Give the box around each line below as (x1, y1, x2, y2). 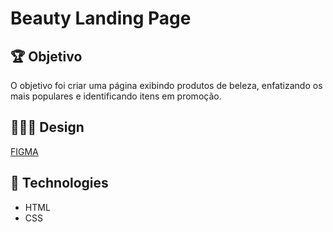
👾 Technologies (10, 175, 109, 192)
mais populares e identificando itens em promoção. (10, 90, 222, 102)
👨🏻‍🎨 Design (10, 119, 85, 136)
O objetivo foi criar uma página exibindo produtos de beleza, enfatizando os (10, 80, 323, 91)
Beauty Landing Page (10, 7, 192, 30)
